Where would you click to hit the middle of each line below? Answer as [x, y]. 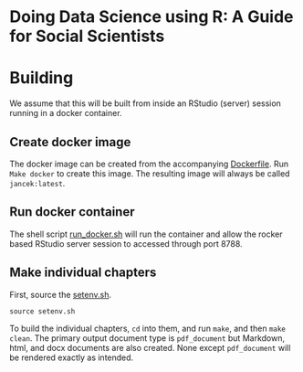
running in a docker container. [66, 113]
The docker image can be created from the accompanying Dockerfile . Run [149, 164]
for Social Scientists [87, 36]
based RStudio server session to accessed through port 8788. [126, 243]
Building [42, 78]
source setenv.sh [42, 311]
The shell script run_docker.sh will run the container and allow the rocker [146, 234]
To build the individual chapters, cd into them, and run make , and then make [147, 328]
